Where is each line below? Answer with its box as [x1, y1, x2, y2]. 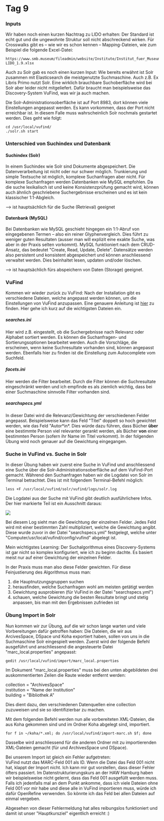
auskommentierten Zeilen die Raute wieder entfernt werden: [5, 672, 126, 678]
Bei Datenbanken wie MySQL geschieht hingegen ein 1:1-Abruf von [5, 226, 140, 232]
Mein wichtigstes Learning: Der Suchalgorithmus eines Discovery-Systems [5, 544, 156, 550]
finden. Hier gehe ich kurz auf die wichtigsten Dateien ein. [5, 306, 122, 311]
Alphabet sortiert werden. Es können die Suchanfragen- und [5, 334, 127, 340]
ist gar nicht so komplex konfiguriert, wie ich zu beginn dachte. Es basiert [5, 550, 153, 555]
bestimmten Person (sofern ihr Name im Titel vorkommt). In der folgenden [5, 433, 154, 439]
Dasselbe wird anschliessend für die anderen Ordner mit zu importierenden [5, 739, 157, 745]
